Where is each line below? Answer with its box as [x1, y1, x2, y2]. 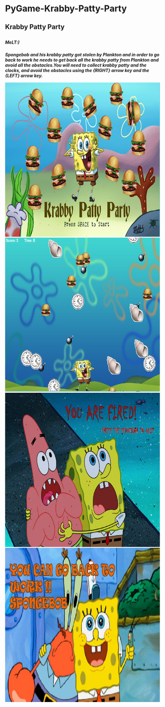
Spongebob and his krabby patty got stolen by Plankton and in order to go [5, 52, 160, 58]
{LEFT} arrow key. [5, 73, 43, 79]
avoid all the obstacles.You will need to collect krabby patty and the [5, 62, 147, 68]
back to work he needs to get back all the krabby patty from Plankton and [5, 57, 159, 63]
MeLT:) [5, 39, 20, 45]
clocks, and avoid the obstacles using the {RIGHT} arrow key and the [5, 68, 149, 74]
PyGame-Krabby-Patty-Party [5, 3, 127, 14]
